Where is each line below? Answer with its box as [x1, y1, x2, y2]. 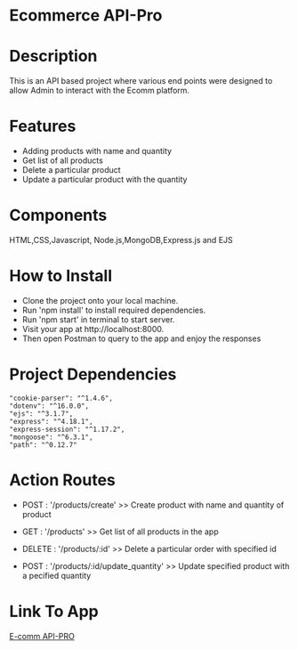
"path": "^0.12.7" [9, 440, 77, 450]
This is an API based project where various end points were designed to [9, 76, 273, 86]
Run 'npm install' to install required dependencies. [21, 305, 206, 315]
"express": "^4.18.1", [9, 417, 93, 426]
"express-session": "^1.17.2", [9, 425, 125, 434]
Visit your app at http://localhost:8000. [21, 323, 165, 334]
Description [9, 46, 98, 67]
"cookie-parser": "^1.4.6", [9, 394, 114, 402]
